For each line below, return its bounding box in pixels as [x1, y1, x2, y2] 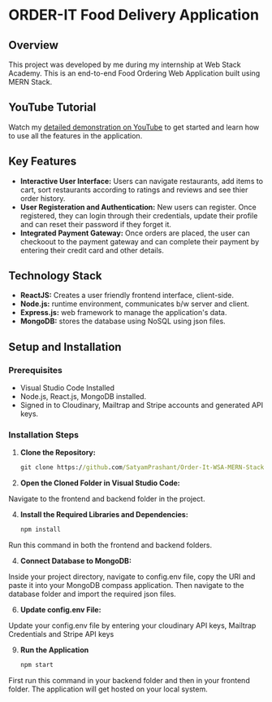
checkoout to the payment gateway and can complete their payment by [19, 236, 260, 246]
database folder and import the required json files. [8, 589, 176, 599]
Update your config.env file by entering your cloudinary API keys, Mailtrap [8, 621, 257, 630]
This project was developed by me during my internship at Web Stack [8, 59, 241, 69]
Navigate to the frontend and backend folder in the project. [8, 494, 205, 504]
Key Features [8, 155, 77, 169]
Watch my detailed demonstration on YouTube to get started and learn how [8, 122, 260, 132]
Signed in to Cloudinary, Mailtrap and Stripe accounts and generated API [19, 401, 264, 410]
